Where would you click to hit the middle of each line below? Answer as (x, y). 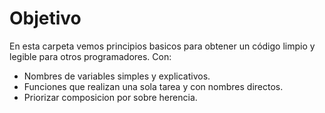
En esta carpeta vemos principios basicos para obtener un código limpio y (162, 46)
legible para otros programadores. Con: (90, 56)
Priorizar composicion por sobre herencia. (110, 97)
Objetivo (45, 18)
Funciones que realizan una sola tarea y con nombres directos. (153, 86)
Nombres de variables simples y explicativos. (117, 76)
